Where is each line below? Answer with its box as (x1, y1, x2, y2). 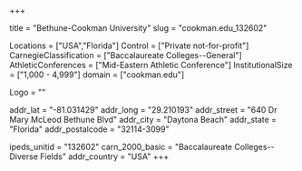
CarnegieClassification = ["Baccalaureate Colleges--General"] (9, 50, 242, 60)
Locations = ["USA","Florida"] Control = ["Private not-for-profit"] (9, 40, 249, 51)
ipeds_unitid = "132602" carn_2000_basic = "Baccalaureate (9, 142, 233, 152)
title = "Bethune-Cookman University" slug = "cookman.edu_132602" (9, 23, 268, 33)
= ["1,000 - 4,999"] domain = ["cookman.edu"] (9, 69, 184, 80)
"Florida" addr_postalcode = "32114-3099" (9, 124, 170, 135)
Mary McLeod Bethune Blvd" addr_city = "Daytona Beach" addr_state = (9, 115, 278, 125)
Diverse (9, 151, 39, 162)
